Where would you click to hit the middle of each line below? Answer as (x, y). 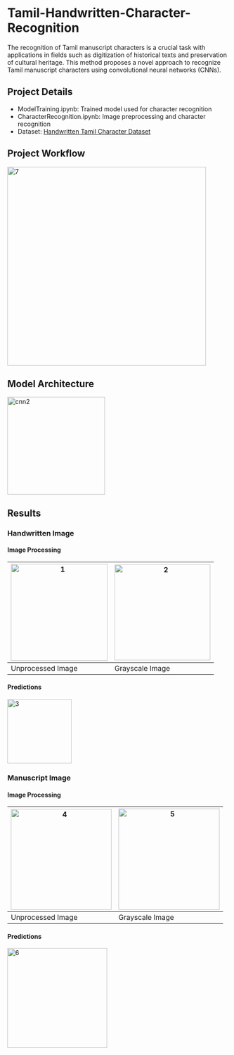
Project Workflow (46, 154)
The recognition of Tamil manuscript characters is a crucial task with (106, 47)
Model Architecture (51, 384)
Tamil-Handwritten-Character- (99, 13)
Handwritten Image (41, 533)
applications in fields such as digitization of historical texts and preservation (117, 55)
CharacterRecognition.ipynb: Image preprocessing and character (111, 116)
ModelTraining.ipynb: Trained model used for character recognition (115, 109)
